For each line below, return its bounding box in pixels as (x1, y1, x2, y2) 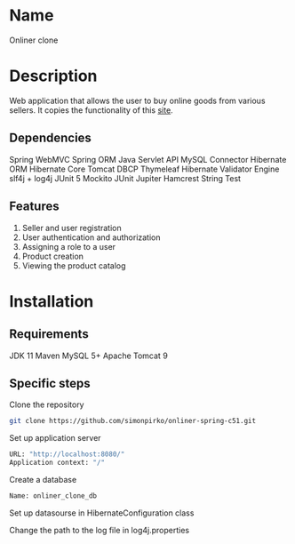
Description (9, 66, 98, 86)
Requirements (9, 326, 89, 342)
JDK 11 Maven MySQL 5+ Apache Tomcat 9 (9, 350, 169, 361)
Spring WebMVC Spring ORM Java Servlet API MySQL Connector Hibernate (9, 154, 287, 164)
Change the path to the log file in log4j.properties (9, 524, 189, 535)
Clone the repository (9, 399, 84, 410)
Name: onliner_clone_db (9, 491, 98, 500)
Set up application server (9, 433, 101, 444)
